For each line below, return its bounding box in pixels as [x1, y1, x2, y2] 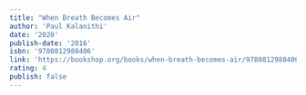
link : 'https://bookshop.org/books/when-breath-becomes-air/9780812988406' [9, 55, 303, 64]
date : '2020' [9, 30, 59, 39]
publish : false [9, 72, 67, 81]
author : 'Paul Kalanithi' [9, 22, 107, 31]
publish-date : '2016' [9, 38, 92, 48]
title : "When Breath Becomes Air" [9, 13, 141, 23]
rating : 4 [9, 64, 47, 73]
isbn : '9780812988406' [9, 47, 96, 56]
